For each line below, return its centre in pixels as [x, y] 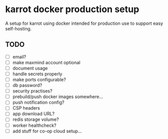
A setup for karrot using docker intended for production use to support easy [84, 23]
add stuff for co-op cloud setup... [47, 131]
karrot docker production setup [72, 9]
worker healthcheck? [34, 125]
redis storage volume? [36, 119]
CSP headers [26, 108]
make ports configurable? [39, 80]
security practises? [32, 91]
